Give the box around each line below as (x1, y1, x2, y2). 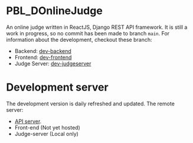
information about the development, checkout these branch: (6, 36, 152, 43)
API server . (14, 118, 42, 125)
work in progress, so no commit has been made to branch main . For (6, 29, 170, 36)
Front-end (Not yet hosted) (14, 124, 81, 131)
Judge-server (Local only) (14, 130, 78, 137)
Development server (6, 81, 109, 94)
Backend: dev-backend (14, 47, 72, 54)
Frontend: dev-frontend (14, 54, 72, 61)
